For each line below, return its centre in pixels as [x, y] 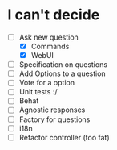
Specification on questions [63, 65]
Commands [50, 46]
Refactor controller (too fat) [64, 137]
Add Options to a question [62, 73]
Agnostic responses [52, 110]
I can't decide [54, 15]
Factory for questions [54, 119]
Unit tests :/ [38, 92]
